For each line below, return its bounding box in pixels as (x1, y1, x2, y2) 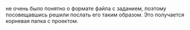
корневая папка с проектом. (5, 18, 79, 24)
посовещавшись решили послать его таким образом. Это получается (5, 11, 185, 18)
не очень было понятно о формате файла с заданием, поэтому (5, 5, 167, 12)
